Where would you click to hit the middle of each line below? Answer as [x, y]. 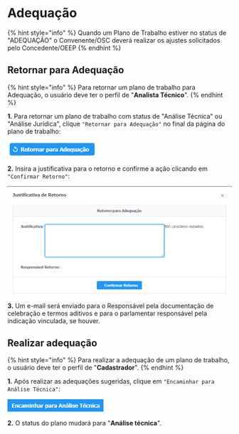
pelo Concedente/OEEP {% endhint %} [64, 48]
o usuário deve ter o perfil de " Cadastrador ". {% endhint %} [96, 368]
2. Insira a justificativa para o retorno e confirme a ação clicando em [107, 168]
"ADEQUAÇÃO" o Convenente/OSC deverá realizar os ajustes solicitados [114, 40]
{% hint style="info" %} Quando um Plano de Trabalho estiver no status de [117, 33]
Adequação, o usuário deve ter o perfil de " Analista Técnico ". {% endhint [115, 94]
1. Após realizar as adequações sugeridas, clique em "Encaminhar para [111, 381]
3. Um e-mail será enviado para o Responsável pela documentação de [111, 305]
